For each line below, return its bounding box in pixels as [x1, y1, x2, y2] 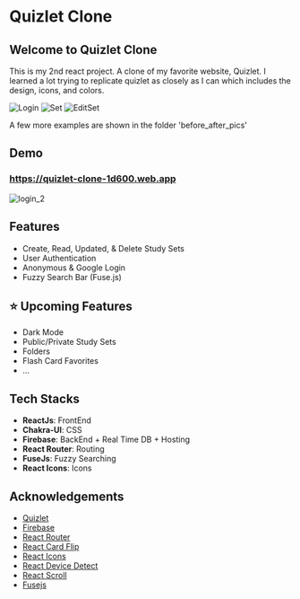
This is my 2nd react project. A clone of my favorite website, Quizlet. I [9, 66, 267, 76]
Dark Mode [21, 327, 64, 338]
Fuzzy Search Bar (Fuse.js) [21, 271, 123, 282]
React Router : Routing [21, 444, 105, 454]
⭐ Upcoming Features [9, 298, 133, 313]
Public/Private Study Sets [21, 337, 116, 348]
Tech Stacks [9, 391, 81, 406]
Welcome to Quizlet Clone [9, 42, 158, 57]
